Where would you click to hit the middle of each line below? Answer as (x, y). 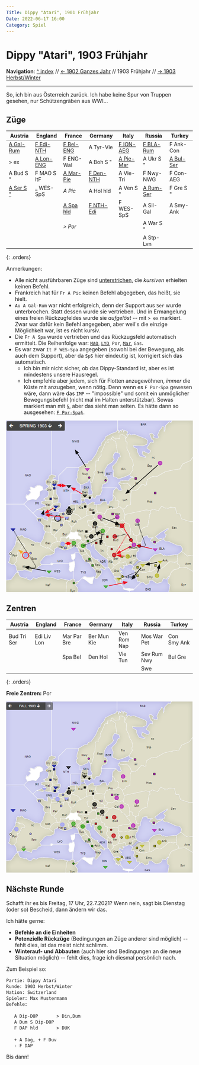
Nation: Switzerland (32, 993)
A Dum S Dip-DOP (34, 1022)
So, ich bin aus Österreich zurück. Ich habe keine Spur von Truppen (89, 95)
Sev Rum (152, 654)
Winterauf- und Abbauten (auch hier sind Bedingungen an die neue (98, 951)
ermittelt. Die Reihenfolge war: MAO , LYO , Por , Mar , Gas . (79, 343)
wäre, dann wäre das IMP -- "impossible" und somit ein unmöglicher (106, 393)
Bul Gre (177, 657)
